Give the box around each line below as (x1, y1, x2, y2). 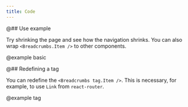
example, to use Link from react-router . (6, 83, 104, 90)
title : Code (6, 8, 35, 15)
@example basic (6, 53, 47, 61)
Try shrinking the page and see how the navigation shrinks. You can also (6, 36, 183, 43)
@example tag (6, 94, 41, 101)
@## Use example (6, 25, 51, 32)
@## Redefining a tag (6, 65, 59, 72)
